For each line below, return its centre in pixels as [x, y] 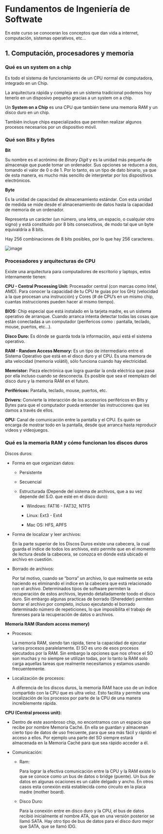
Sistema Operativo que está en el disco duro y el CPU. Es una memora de [78, 356]
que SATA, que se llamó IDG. [48, 826]
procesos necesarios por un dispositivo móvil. [51, 127]
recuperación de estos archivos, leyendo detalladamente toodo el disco [83, 594]
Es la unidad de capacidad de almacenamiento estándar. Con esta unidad [78, 199]
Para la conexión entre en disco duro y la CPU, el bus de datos [82, 811]
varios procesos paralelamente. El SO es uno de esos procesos [75, 648]
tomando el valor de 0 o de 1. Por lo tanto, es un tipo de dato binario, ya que [81, 170]
